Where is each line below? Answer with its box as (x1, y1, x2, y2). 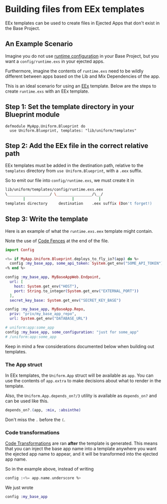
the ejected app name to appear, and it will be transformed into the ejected (5, 451, 158, 457)
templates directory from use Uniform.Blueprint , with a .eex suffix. (5, 168, 143, 174)
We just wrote (5, 485, 34, 491)
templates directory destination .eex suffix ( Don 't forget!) (5, 201, 153, 206)
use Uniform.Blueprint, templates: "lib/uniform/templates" (9, 128, 137, 133)
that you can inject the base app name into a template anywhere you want (5, 446, 157, 452)
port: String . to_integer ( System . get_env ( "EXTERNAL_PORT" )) (14, 288, 139, 294)
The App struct (5, 361, 43, 368)
